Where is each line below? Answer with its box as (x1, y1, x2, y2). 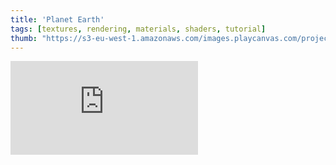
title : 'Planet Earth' (10, 14, 105, 25)
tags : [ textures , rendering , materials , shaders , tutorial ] (10, 24, 267, 34)
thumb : (10, 33, 38, 43)
